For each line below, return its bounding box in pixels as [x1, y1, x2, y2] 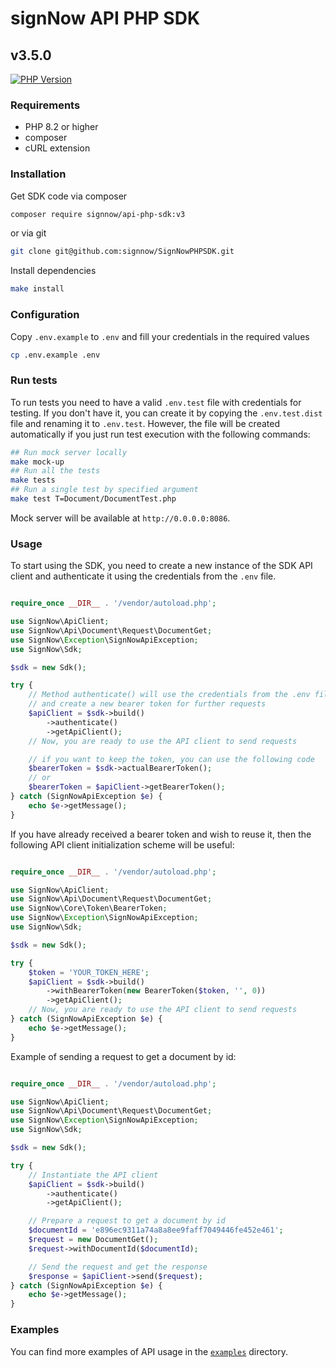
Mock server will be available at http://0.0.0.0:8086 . [10, 512, 231, 524]
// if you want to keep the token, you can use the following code [28, 754, 315, 764]
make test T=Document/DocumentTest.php [10, 494, 177, 504]
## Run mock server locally [10, 447, 128, 457]
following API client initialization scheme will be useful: [10, 838, 235, 851]
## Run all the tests [10, 466, 101, 476]
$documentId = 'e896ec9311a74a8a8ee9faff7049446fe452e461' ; [28, 1225, 284, 1236]
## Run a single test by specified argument [10, 485, 199, 495]
